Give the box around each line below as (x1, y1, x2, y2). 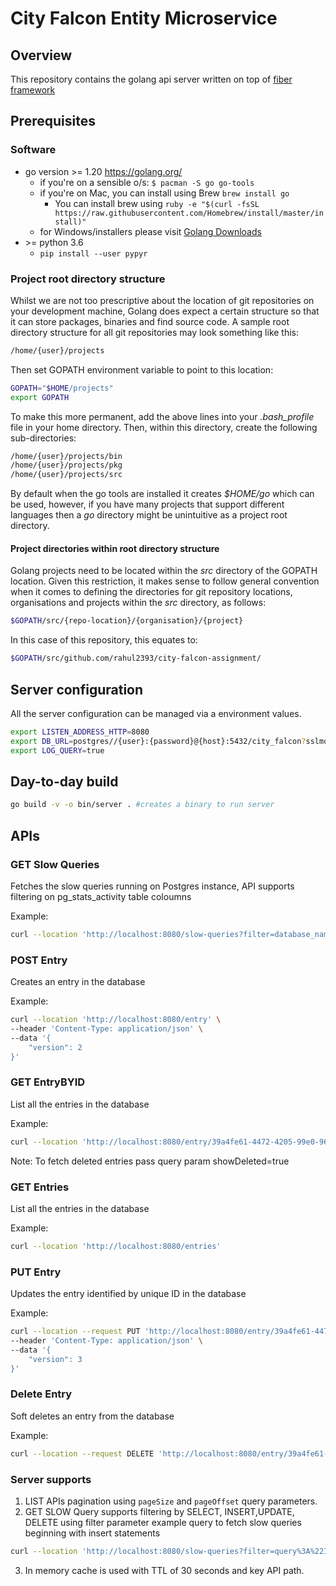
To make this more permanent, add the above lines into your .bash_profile (10, 410, 315, 422)
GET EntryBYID (10, 1075, 86, 1089)
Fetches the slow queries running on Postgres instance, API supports (10, 880, 295, 892)
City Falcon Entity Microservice (10, 7, 278, 30)
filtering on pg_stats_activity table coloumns (10, 891, 192, 902)
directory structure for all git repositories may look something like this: (10, 326, 300, 338)
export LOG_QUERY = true (10, 745, 105, 756)
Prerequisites (10, 113, 96, 130)
